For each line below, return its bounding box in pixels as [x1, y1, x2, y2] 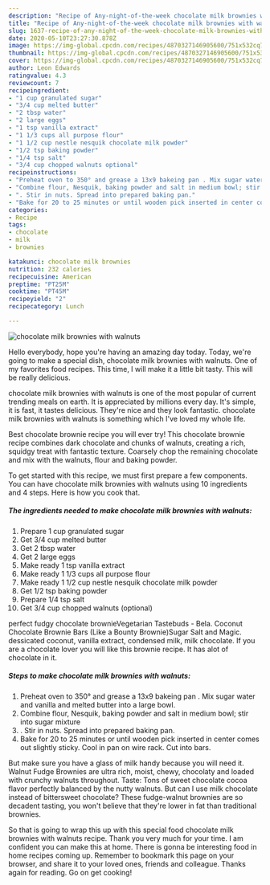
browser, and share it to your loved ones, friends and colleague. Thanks [8, 858, 247, 868]
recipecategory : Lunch [8, 303, 84, 311]
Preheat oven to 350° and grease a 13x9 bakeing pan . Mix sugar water [19, 691, 256, 701]
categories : [8, 206, 48, 214]
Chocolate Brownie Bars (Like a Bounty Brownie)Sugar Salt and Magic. [8, 627, 243, 637]
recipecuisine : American [8, 272, 92, 281]
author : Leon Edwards [8, 64, 81, 72]
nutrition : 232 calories [8, 265, 92, 273]
